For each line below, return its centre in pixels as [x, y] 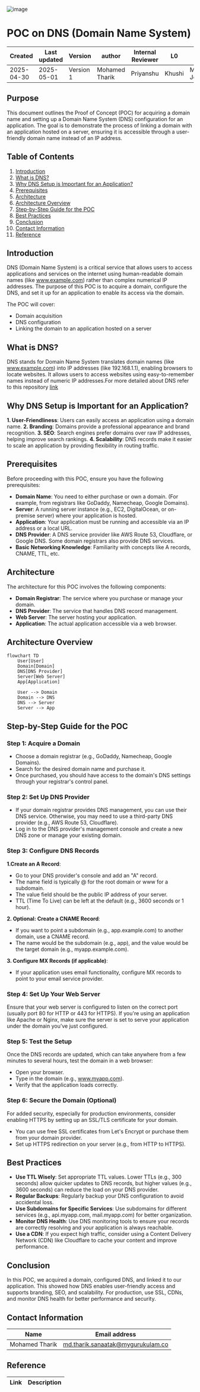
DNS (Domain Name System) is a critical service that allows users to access [99, 268]
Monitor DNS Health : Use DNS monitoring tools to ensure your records [102, 1222]
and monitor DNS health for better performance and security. [81, 1299]
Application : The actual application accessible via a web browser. [96, 624]
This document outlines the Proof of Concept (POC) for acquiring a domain [99, 113]
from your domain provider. [49, 1137]
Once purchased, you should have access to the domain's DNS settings [103, 776]
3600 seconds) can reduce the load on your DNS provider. [87, 1190]
